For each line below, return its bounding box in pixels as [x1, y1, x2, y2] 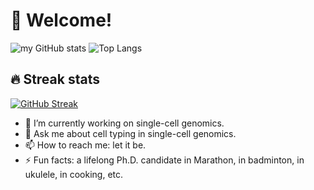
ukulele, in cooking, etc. [24, 168, 124, 180]
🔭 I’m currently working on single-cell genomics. [24, 117, 225, 129]
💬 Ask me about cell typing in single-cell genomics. [24, 127, 237, 139]
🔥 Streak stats [10, 71, 100, 88]
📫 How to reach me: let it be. [24, 139, 147, 151]
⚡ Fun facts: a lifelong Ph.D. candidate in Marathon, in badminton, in [24, 154, 305, 166]
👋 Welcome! [10, 9, 113, 32]
